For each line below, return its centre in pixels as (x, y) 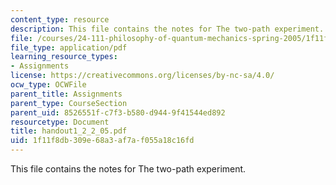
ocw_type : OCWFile (48, 85)
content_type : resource (60, 19)
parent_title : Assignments (66, 94)
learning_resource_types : (64, 57)
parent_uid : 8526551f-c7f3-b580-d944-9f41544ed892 (118, 112)
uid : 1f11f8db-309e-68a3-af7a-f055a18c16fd (102, 141)
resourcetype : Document (60, 122)
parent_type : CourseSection (69, 103)
